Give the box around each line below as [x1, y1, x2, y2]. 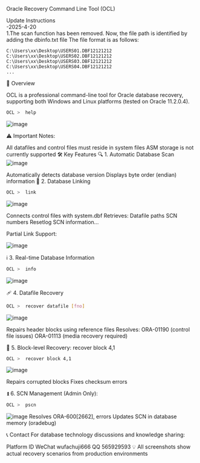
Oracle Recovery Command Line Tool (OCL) [6, 5, 116, 12]
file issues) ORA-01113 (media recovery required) [6, 332, 128, 340]
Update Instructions [6, 17, 56, 24]
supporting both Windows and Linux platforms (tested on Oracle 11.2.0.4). [6, 98, 190, 105]
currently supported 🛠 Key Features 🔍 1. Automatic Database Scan [6, 151, 175, 158]
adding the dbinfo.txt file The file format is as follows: [6, 36, 139, 43]
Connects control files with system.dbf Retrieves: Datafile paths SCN [6, 212, 178, 219]
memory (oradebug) [6, 419, 57, 427]
